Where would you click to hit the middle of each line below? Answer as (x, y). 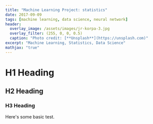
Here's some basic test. (30, 116)
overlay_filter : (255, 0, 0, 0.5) (46, 33)
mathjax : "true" (22, 48)
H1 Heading (30, 73)
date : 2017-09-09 (24, 15)
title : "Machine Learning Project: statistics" (56, 10)
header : (13, 24)
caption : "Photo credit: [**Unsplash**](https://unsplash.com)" (79, 38)
